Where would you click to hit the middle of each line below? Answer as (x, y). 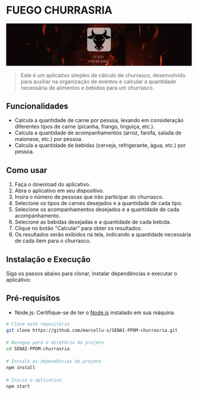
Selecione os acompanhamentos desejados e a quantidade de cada (97, 209)
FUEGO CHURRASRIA (60, 10)
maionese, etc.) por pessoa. (49, 139)
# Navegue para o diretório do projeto (55, 343)
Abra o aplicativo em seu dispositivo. (59, 191)
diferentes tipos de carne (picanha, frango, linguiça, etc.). (85, 127)
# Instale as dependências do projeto (54, 361)
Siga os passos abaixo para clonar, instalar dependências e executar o (92, 274)
